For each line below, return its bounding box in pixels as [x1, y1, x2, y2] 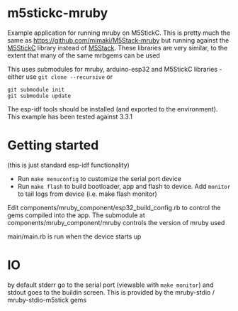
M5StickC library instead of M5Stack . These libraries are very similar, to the [7, 43, 228, 52]
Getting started [7, 137, 99, 153]
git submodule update [7, 92, 72, 99]
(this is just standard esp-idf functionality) [7, 160, 130, 169]
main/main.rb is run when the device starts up [7, 232, 142, 241]
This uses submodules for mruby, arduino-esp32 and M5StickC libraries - [7, 65, 222, 73]
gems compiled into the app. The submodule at [7, 211, 145, 219]
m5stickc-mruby [7, 5, 108, 21]
